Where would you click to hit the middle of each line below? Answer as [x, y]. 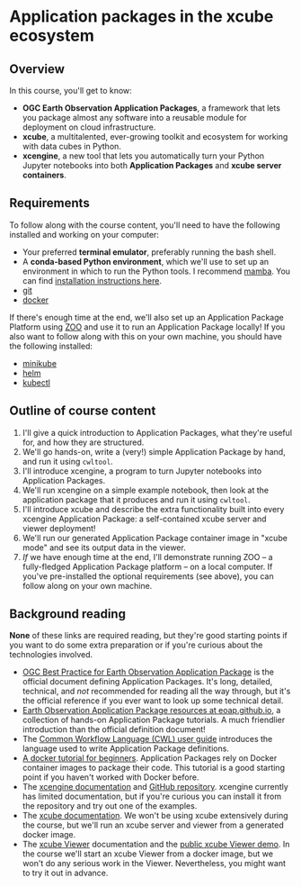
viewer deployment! [59, 528]
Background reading [67, 614]
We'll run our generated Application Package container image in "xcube [155, 538]
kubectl [36, 382]
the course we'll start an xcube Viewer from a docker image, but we [148, 854]
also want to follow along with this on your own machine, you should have [146, 336]
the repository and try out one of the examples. [110, 806]
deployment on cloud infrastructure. [89, 127]
